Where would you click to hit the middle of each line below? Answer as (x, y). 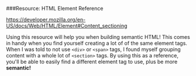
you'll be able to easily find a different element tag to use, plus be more (92, 61)
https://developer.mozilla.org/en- (46, 19)
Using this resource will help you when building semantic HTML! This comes (98, 37)
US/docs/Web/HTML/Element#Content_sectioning (67, 26)
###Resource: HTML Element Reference (55, 8)
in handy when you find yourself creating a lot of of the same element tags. (97, 43)
